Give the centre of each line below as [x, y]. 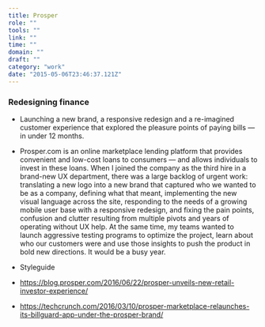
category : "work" [37, 67]
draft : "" [25, 60]
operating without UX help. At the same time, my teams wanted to [127, 227]
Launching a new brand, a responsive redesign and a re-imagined [127, 118]
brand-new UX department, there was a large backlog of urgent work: [134, 176]
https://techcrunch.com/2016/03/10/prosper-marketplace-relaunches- [134, 306]
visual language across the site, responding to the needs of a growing [133, 201]
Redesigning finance [49, 102]
